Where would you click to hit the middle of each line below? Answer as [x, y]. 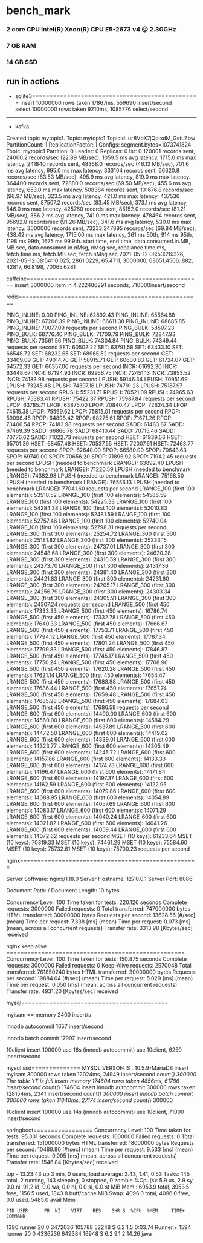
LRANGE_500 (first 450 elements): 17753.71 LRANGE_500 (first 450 [90, 630]
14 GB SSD [22, 62]
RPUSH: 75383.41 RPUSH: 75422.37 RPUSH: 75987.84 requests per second [101, 398]
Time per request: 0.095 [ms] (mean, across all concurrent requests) [92, 1156]
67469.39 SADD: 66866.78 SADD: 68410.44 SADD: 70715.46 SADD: [91, 430]
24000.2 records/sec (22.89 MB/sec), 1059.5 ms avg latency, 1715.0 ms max [101, 157]
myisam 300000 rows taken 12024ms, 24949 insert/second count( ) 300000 [101, 1074]
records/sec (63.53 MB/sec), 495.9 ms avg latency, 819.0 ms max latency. [98, 177]
